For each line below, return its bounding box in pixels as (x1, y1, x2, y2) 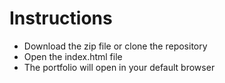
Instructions (9, 7, 113, 30)
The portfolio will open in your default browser (23, 61, 216, 73)
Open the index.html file (23, 50, 123, 62)
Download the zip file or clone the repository (23, 40, 208, 52)
